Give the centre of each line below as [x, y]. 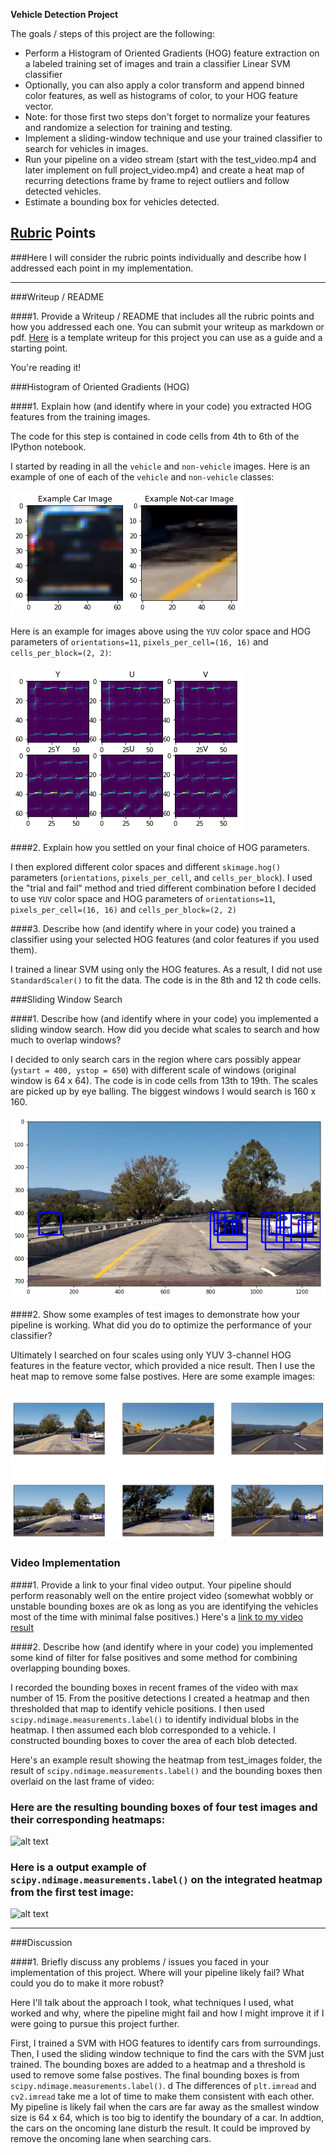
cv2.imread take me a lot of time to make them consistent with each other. [162, 2096]
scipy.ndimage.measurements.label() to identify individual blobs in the [155, 1719]
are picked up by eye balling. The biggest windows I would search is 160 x [163, 1091]
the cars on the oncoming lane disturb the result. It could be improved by [160, 2128]
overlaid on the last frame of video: [82, 1781]
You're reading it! [46, 367]
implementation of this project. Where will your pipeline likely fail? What [157, 1973]
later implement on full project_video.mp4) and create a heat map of [164, 170]
